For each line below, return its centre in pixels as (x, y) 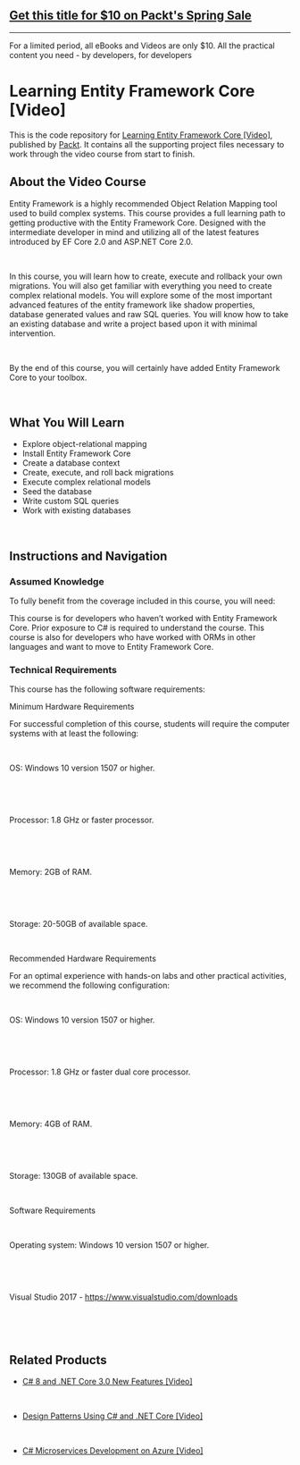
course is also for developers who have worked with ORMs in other (133, 637)
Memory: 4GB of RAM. (51, 1124)
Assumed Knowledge (57, 581)
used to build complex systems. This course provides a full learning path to (147, 213)
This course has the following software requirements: (107, 689)
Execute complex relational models (87, 482)
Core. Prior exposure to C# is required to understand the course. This (137, 628)
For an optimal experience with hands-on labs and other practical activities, (148, 976)
